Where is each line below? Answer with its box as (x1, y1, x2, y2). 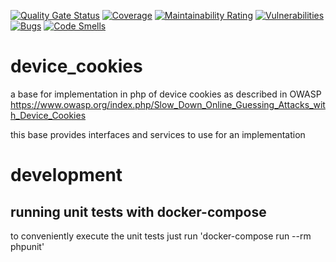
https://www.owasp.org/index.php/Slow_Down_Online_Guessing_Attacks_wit (10, 98, 326, 110)
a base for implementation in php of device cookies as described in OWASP (10, 88, 322, 100)
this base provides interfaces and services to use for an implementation (10, 128, 306, 140)
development (10, 164, 123, 187)
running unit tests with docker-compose (10, 203, 267, 220)
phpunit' (10, 240, 45, 252)
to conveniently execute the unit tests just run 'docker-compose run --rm (10, 230, 312, 242)
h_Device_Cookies (10, 109, 87, 121)
